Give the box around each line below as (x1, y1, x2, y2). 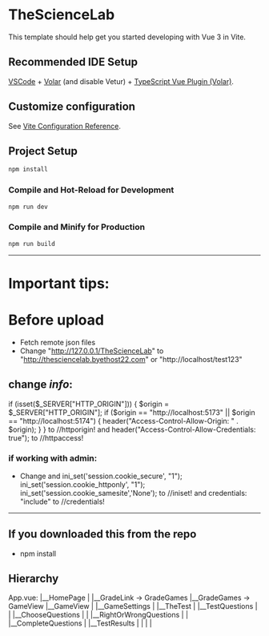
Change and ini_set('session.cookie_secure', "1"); (19, 471, 183, 481)
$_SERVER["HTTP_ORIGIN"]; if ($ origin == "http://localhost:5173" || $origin (8, 407, 255, 417)
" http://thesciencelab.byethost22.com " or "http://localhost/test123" (19, 354, 243, 364)
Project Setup (8, 144, 78, 158)
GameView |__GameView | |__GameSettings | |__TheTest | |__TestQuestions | (8, 602, 258, 611)
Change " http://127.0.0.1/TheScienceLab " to (19, 346, 164, 356)
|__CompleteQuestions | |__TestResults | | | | (8, 618, 152, 628)
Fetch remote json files (19, 337, 96, 347)
